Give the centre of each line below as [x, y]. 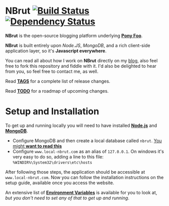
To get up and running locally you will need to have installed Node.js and [81, 125]
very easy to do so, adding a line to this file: [58, 156]
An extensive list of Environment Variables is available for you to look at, [81, 192]
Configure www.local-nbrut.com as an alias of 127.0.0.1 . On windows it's [88, 151]
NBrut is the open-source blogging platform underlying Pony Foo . [74, 35]
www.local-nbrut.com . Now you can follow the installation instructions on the [85, 177]
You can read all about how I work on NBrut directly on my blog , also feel [81, 60]
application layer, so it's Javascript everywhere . [56, 51]
